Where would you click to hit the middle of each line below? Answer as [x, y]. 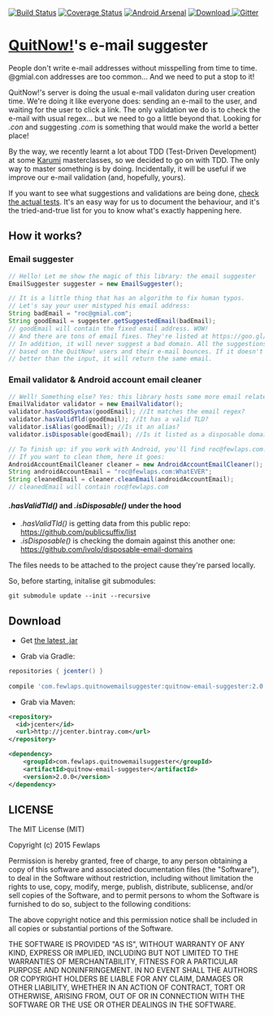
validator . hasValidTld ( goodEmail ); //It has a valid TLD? [108, 419]
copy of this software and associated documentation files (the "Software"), [134, 869]
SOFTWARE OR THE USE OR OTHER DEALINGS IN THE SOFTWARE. [122, 1005]
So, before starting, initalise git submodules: [82, 581]
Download [35, 621]
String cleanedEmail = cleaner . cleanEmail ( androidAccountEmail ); [121, 480]
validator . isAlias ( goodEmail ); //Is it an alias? [94, 427]
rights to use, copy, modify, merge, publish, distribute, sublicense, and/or [131, 887]
